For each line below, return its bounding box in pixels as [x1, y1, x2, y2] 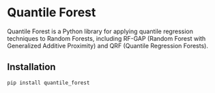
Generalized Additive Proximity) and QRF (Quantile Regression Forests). [7, 41, 208, 50]
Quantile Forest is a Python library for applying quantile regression [7, 27, 193, 35]
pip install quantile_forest [7, 79, 90, 86]
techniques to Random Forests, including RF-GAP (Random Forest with [7, 34, 206, 42]
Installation [7, 61, 56, 73]
